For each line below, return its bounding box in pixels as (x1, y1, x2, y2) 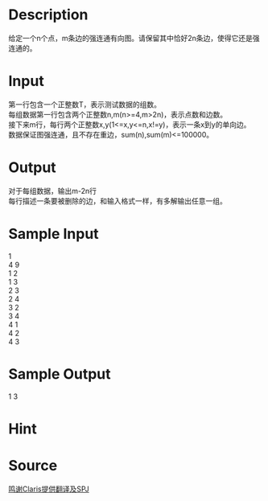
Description (8, 6, 89, 24)
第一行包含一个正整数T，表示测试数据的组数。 (8, 99, 162, 109)
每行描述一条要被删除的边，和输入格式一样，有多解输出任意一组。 (8, 195, 227, 206)
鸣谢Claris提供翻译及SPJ (8, 484, 90, 494)
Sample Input (8, 225, 99, 243)
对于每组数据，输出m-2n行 (8, 186, 97, 195)
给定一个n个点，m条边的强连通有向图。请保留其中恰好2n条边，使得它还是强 (8, 33, 260, 43)
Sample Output (8, 364, 111, 383)
